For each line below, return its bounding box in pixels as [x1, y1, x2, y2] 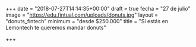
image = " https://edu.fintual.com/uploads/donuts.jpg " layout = [5, 11, 159, 18]
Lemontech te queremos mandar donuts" [5, 24, 106, 31]
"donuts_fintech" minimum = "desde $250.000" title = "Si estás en [5, 18, 169, 24]
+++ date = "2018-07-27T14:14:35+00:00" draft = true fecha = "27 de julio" [5, 5, 191, 12]
